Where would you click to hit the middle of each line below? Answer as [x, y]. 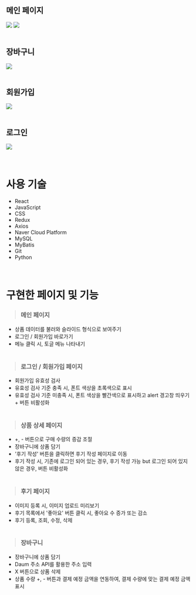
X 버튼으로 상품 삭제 [38, 572]
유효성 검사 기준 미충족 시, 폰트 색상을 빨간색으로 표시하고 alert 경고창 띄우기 [102, 395]
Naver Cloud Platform [41, 232]
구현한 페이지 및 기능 [52, 295]
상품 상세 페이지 [41, 425]
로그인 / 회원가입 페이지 [52, 367]
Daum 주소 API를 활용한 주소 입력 [53, 564]
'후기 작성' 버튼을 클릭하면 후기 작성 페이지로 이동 [71, 454]
